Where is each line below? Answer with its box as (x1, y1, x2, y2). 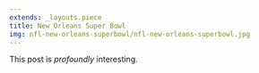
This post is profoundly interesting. (9, 54, 138, 65)
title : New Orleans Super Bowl (9, 21, 126, 30)
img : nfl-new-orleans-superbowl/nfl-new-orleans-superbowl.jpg (9, 29, 251, 38)
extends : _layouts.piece (9, 12, 102, 22)
